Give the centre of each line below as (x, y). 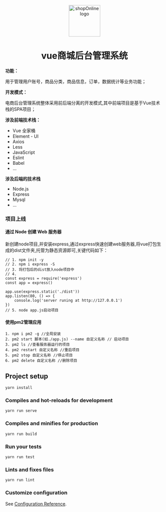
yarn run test (20, 457)
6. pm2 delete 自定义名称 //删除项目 (41, 361)
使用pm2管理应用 (23, 322)
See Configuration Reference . (36, 503)
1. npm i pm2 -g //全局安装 (33, 334)
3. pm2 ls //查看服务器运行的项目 (37, 345)
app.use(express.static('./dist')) (43, 292)
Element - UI (25, 136)
